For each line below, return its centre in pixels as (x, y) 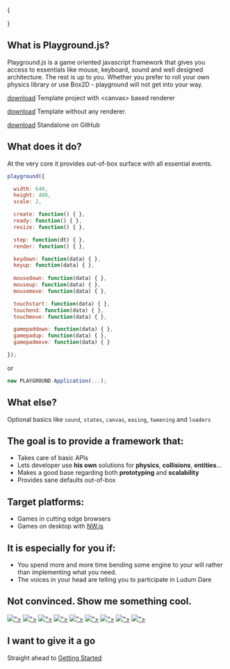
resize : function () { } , (49, 227)
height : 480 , (32, 195)
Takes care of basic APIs (53, 458)
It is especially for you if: (61, 548)
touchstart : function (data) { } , (62, 304)
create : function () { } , (49, 214)
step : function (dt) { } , (49, 239)
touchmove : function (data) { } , (60, 317)
